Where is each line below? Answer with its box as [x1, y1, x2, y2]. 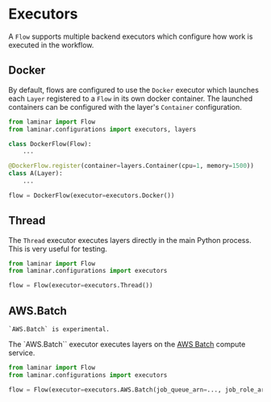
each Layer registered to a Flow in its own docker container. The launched [8, 94, 253, 103]
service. [8, 348, 35, 358]
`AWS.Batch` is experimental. [8, 325, 110, 333]
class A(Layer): [8, 170, 63, 178]
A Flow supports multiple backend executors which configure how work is [8, 31, 253, 41]
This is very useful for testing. [8, 244, 107, 253]
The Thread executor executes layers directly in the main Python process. [8, 235, 252, 245]
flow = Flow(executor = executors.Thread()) [8, 282, 153, 290]
